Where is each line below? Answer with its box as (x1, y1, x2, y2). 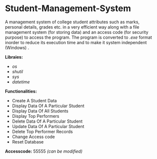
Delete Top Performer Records (12, 128, 73, 134)
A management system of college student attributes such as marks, (5, 19, 140, 25)
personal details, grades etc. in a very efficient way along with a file (5, 24, 140, 30)
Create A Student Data (12, 97, 57, 103)
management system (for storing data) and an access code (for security (5, 29, 149, 35)
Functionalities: (5, 88, 37, 94)
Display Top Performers (12, 113, 59, 119)
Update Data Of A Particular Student (12, 123, 85, 129)
